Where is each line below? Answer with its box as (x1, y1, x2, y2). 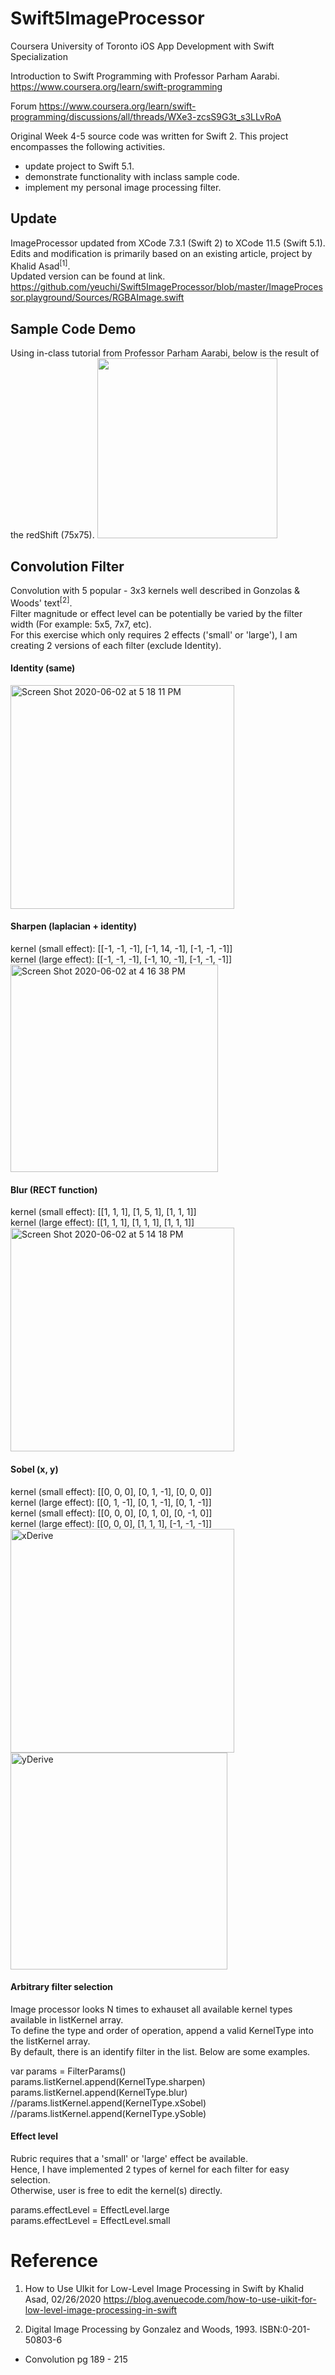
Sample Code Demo (10, 320, 137, 337)
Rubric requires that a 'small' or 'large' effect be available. (10, 2152, 249, 2164)
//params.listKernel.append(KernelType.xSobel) (10, 2097, 207, 2109)
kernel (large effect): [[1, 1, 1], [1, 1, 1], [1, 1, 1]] (10, 1217, 195, 1229)
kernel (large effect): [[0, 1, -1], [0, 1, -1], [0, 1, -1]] (10, 1496, 212, 1508)
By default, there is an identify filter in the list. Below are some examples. (10, 2045, 311, 2057)
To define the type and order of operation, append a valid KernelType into (10, 2024, 314, 2036)
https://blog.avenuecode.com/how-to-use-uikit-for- (103, 2293, 317, 2305)
